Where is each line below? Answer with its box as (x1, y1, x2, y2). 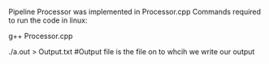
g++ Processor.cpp (8, 32, 73, 41)
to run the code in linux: (8, 15, 88, 25)
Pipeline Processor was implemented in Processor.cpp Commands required (8, 7, 262, 16)
